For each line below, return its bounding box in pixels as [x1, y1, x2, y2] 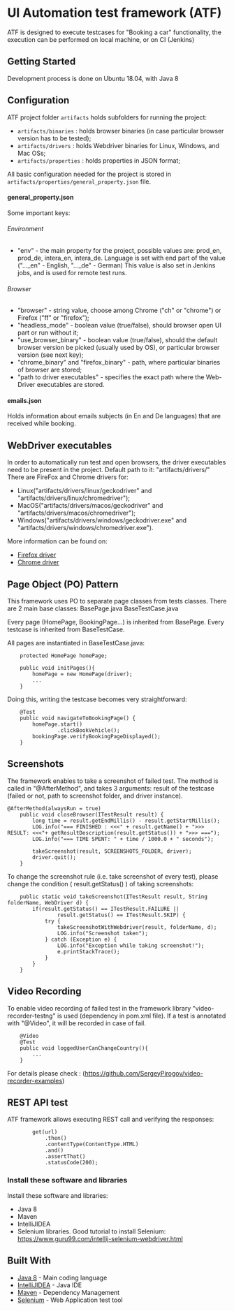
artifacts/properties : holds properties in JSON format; [17, 156, 180, 165]
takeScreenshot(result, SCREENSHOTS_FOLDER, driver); [32, 847, 192, 855]
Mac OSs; [17, 149, 46, 157]
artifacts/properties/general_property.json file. [7, 177, 152, 186]
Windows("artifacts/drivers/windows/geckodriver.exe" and [17, 516, 187, 525]
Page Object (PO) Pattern [7, 578, 119, 590]
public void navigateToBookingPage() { [20, 715, 136, 722]
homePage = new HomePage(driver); [32, 671, 133, 678]
